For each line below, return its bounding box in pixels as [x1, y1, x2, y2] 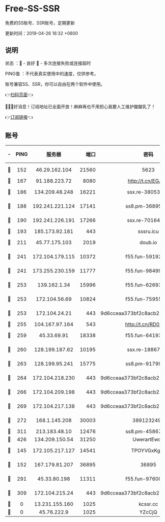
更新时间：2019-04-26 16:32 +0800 [5, 30, 79, 36]
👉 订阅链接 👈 [5, 114, 33, 120]
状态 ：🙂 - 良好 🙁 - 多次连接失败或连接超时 [5, 60, 91, 66]
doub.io [139, 239, 157, 246]
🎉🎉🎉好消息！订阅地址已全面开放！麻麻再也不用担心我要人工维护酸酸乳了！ [5, 103, 156, 109]
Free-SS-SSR [5, 3, 60, 14]
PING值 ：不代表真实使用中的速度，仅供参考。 [5, 70, 99, 76]
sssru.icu [137, 228, 159, 234]
